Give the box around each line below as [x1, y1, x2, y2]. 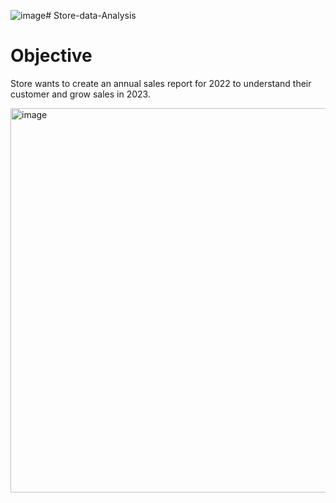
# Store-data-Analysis [45, 10, 137, 21]
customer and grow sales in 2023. [10, 88, 151, 100]
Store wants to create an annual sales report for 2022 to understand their [10, 77, 312, 89]
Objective [10, 45, 93, 67]
